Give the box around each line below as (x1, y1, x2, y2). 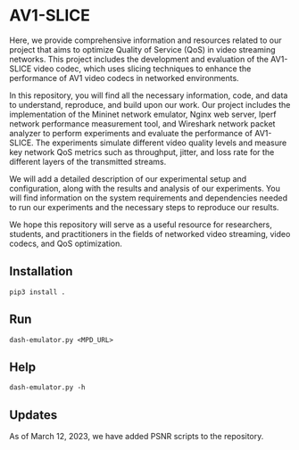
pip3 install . (9, 287, 66, 297)
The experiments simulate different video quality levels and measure (35, 137, 287, 148)
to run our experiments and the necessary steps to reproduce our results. (9, 201, 279, 212)
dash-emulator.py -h (9, 383, 87, 392)
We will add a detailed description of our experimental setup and (9, 173, 247, 184)
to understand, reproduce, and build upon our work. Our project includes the (9, 99, 291, 110)
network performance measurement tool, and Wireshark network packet (9, 118, 276, 129)
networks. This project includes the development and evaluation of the (9, 53, 270, 64)
